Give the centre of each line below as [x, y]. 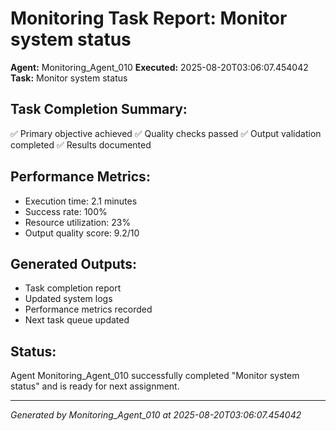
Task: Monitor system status [69, 78]
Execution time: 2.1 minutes [81, 201]
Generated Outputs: [74, 263]
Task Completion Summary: [99, 109]
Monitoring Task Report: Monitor [149, 18]
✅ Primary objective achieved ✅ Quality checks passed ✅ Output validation [166, 133]
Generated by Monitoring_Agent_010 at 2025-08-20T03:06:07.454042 [156, 415]
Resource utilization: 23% [78, 222]
